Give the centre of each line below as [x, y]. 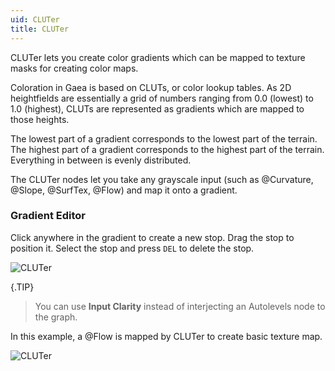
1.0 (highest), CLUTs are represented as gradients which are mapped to [157, 108]
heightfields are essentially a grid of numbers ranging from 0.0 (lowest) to [162, 98]
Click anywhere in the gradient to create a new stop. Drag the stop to [152, 237]
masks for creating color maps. [74, 68]
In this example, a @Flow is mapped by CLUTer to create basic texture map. [166, 336]
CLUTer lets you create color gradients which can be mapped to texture [158, 57]
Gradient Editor [48, 216]
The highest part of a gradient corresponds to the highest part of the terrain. [167, 149]
